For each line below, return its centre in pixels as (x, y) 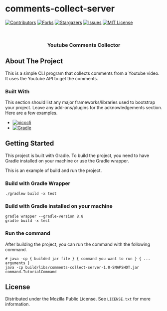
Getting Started (30, 143)
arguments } (17, 263)
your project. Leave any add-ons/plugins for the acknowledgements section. (84, 107)
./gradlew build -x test (31, 194)
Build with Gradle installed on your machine (59, 206)
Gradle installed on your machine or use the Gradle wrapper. (67, 160)
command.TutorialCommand (31, 272)
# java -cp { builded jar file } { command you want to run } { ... (78, 259)
